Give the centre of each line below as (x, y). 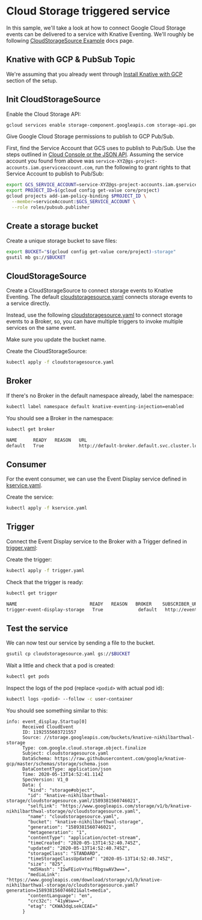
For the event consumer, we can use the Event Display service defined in (96, 479)
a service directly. (28, 303)
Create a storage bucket (52, 226)
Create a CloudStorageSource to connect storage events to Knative (90, 291)
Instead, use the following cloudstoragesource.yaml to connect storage (94, 315)
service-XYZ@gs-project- (127, 162)
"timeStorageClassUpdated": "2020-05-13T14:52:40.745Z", (100, 859)
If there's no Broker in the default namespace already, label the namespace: (100, 395)
